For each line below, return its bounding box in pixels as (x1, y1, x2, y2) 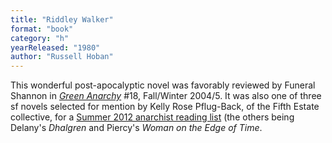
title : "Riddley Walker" (10, 14, 114, 25)
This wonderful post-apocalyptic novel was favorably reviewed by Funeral (10, 79, 316, 91)
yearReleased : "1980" (10, 42, 101, 53)
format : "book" (10, 24, 74, 34)
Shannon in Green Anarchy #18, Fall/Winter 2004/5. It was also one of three (10, 90, 322, 102)
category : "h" (10, 33, 70, 43)
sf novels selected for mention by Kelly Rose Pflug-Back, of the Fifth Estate (10, 101, 320, 113)
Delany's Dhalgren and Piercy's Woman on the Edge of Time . (10, 122, 263, 134)
